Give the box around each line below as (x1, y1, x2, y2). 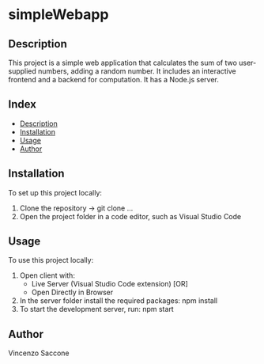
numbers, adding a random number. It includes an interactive (38, 66, 236, 76)
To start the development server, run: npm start (19, 305, 174, 314)
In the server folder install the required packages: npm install (19, 296, 218, 305)
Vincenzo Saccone (8, 348, 70, 358)
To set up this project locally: (8, 188, 103, 197)
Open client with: (19, 271, 75, 280)
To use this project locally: (8, 256, 94, 265)
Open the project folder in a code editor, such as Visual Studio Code (19, 211, 242, 221)
